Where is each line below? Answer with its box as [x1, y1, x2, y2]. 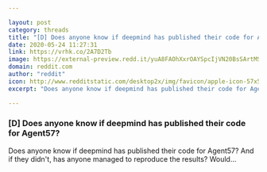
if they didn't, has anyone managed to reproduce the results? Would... [8, 154, 237, 163]
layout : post [8, 18, 52, 26]
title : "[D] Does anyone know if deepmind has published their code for [8, 33, 254, 41]
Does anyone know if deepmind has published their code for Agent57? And [8, 146, 254, 155]
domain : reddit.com [8, 63, 73, 71]
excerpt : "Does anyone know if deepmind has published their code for [8, 85, 247, 93]
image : [8, 55, 30, 63]
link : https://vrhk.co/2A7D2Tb [8, 48, 112, 56]
